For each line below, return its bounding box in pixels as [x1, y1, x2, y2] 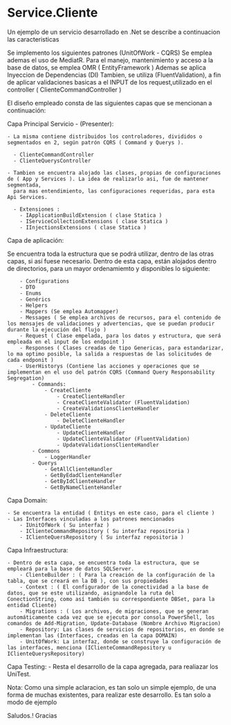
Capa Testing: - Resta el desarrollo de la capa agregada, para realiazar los [7, 662, 219, 670]
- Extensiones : [13, 206, 60, 213]
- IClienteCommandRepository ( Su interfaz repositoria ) [19, 527, 190, 534]
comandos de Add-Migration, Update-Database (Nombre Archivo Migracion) [7, 620, 221, 627]
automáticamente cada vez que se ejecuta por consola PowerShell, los [7, 613, 215, 621]
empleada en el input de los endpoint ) [7, 338, 126, 345]
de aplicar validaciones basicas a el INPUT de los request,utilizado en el [7, 78, 212, 86]
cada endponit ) [7, 356, 54, 363]
